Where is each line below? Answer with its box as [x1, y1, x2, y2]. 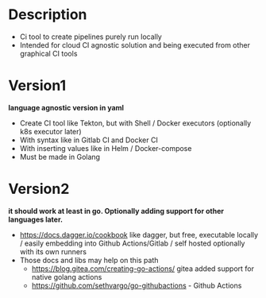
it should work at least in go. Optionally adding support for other [8, 206, 225, 215]
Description [8, 6, 87, 24]
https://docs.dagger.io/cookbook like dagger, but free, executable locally [19, 230, 259, 239]
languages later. [8, 215, 64, 224]
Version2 [8, 180, 70, 198]
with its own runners [19, 246, 87, 256]
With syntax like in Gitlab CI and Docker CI [19, 135, 159, 145]
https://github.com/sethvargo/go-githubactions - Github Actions [31, 281, 242, 290]
